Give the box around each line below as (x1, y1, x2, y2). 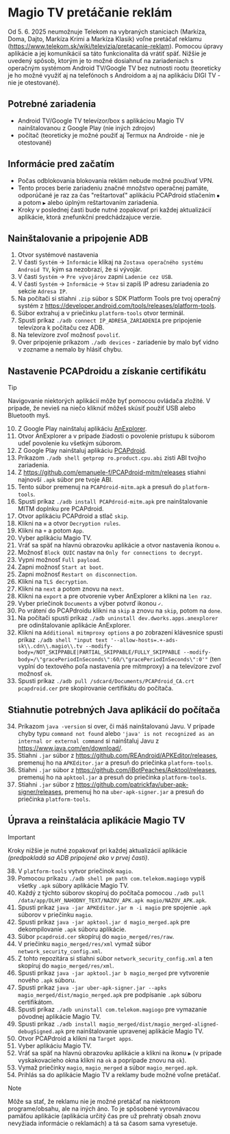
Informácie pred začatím (8, 158, 115, 170)
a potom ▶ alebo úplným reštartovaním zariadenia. (17, 198, 159, 206)
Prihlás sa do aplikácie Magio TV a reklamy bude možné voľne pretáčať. (17, 1070, 221, 1078)
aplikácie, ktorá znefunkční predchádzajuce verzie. (17, 212, 162, 221)
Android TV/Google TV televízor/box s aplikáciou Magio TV (17, 116, 184, 125)
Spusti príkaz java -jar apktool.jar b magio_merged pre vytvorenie (17, 968, 209, 977)
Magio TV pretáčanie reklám (8, 5, 172, 21)
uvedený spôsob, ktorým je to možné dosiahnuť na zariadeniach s (8, 56, 194, 64)
